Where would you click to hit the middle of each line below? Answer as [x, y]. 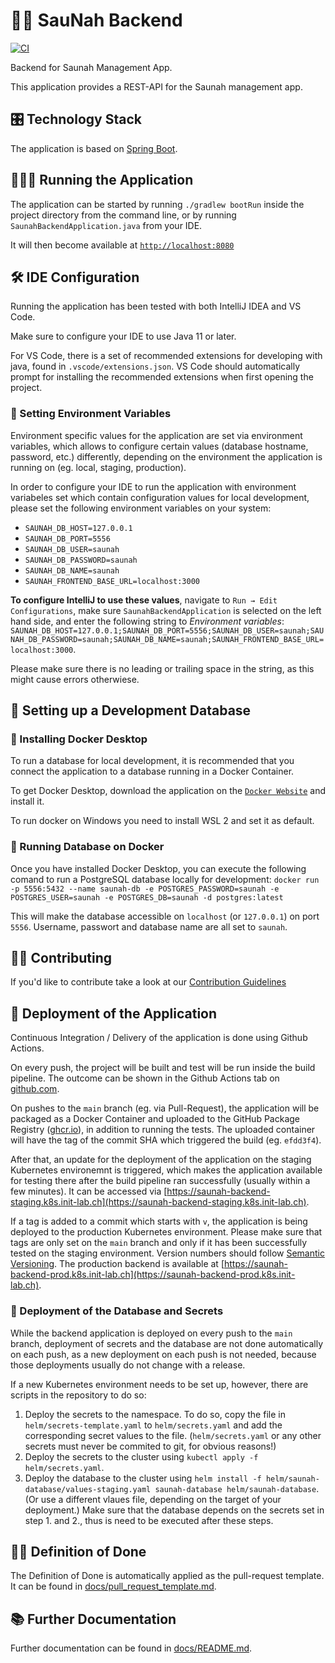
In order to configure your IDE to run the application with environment [153, 486]
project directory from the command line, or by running [123, 215]
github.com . [35, 1089]
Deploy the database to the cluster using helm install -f [143, 1478]
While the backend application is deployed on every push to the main [151, 1333]
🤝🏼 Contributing [61, 958]
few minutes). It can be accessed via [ [89, 1191]
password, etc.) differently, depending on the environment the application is [166, 456]
